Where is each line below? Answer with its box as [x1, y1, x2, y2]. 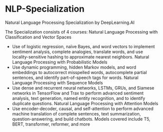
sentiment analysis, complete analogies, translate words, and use [12, 49, 144, 55]
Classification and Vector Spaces [5, 34, 72, 40]
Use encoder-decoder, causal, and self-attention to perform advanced [12, 106, 154, 112]
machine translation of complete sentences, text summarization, [12, 111, 141, 116]
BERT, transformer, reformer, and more [12, 121, 90, 127]
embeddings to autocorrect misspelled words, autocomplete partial [12, 69, 147, 75]
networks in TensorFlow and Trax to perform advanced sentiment [12, 90, 144, 96]
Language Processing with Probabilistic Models [12, 59, 108, 65]
